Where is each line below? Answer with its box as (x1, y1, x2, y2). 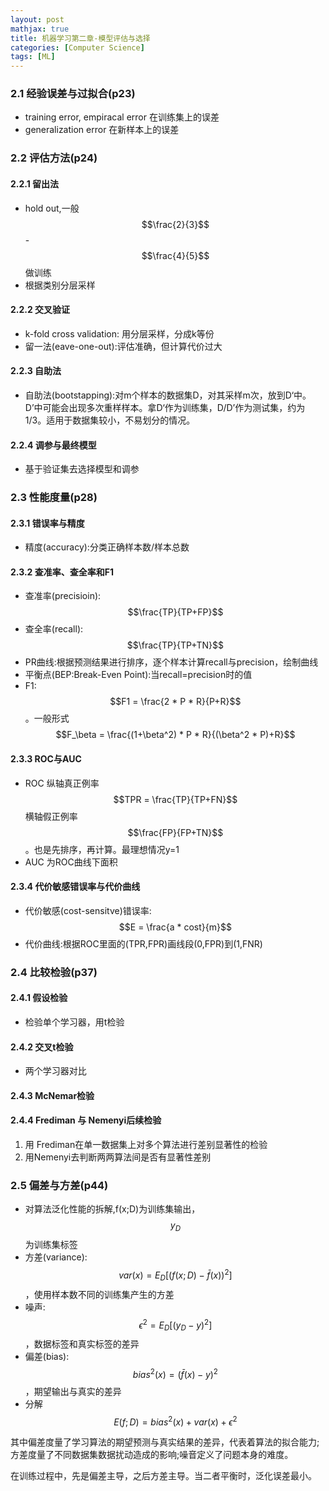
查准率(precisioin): (24, 590, 102, 602)
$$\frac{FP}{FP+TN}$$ (127, 826, 224, 838)
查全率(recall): (24, 623, 84, 635)
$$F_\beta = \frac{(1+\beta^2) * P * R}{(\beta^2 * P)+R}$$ (55, 729, 296, 741)
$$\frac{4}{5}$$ (141, 249, 210, 261)
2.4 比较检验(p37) (10, 965, 98, 979)
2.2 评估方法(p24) (10, 151, 98, 165)
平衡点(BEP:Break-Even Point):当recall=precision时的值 (24, 669, 253, 681)
